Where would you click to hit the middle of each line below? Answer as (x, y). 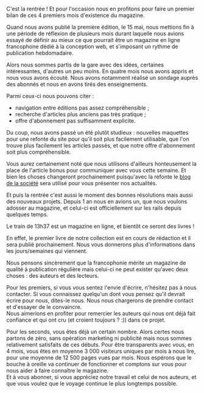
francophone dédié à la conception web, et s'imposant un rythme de (92, 46)
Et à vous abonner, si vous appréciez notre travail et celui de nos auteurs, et (101, 377)
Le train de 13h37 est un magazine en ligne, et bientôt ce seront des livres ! (100, 226)
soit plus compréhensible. (39, 152)
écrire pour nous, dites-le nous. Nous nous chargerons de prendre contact (100, 300)
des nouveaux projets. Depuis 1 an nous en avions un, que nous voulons (97, 201)
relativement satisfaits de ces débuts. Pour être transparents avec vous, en (100, 345)
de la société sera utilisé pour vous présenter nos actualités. (82, 183)
